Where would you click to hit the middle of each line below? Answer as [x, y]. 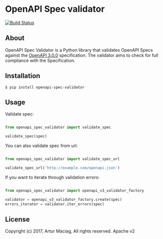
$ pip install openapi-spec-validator [45, 87]
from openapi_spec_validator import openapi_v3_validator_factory [75, 190]
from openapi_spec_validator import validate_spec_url [63, 159]
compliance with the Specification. [40, 60]
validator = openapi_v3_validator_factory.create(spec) [64, 199]
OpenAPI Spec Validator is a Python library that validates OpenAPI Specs [79, 50]
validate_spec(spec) [26, 136]
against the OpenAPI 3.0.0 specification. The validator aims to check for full [82, 55]
